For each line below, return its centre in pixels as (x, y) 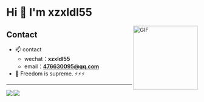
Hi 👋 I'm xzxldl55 (49, 12)
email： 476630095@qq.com (62, 66)
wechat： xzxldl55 (47, 59)
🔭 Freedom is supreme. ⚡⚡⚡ (50, 74)
